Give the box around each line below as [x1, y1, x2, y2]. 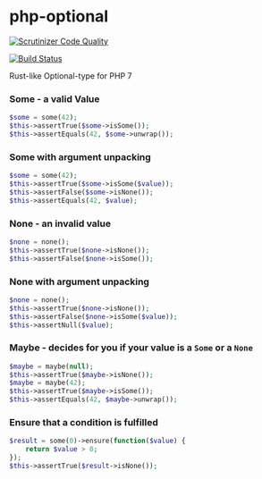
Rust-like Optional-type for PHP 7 [9, 70, 132, 81]
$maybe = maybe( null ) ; [9, 362, 94, 371]
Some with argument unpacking [9, 150, 152, 163]
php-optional [9, 6, 109, 27]
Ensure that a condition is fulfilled [9, 416, 159, 428]
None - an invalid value [9, 217, 112, 230]
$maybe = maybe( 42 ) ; [9, 378, 87, 388]
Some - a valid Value [9, 92, 100, 105]
